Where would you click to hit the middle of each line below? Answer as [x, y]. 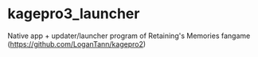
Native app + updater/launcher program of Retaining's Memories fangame [129, 36]
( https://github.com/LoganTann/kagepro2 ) [77, 44]
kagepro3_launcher [74, 14]
